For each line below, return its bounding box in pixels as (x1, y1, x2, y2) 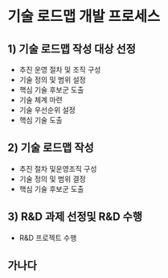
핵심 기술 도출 (18, 115, 63, 125)
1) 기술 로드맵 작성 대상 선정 (7, 42, 136, 56)
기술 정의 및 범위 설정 (18, 75, 86, 85)
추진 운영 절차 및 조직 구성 (18, 65, 101, 74)
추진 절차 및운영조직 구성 (18, 164, 97, 173)
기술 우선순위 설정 (18, 106, 76, 114)
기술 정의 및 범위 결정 (18, 174, 86, 184)
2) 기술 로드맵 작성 (7, 141, 94, 155)
